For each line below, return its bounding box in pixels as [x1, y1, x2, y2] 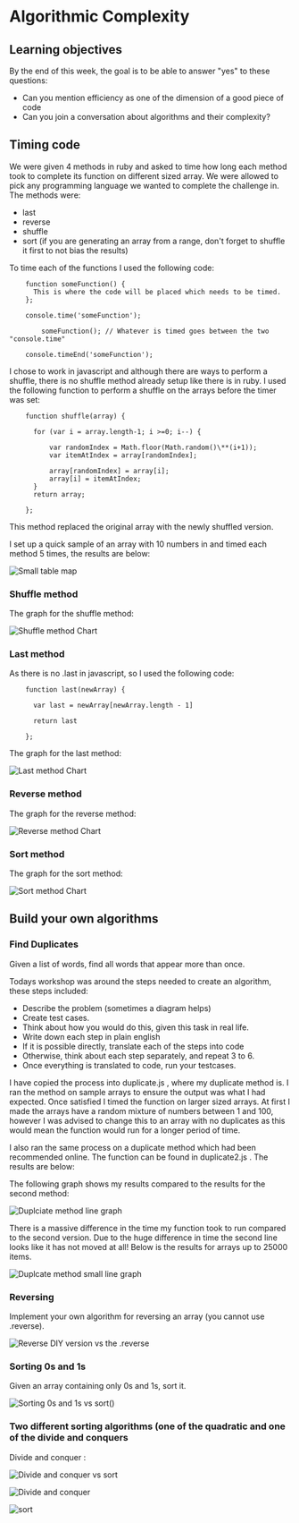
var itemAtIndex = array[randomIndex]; [48, 450, 198, 460]
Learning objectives [9, 42, 123, 57]
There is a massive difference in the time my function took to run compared [9, 1222, 287, 1233]
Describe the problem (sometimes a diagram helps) [21, 1002, 212, 1013]
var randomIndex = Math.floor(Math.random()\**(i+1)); [48, 443, 257, 452]
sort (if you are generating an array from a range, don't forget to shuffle [21, 235, 286, 246]
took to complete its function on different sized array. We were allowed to [9, 170, 279, 181]
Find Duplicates [9, 938, 79, 950]
